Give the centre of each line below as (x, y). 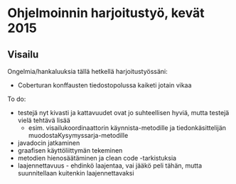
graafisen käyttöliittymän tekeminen (70, 150)
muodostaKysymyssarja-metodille (78, 135)
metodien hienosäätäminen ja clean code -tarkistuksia (97, 158)
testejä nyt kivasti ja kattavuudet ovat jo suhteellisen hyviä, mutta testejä (123, 113)
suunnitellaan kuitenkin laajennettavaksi (76, 173)
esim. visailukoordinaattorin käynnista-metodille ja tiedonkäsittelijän (127, 128)
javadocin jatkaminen (49, 143)
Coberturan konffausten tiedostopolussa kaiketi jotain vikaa (104, 85)
